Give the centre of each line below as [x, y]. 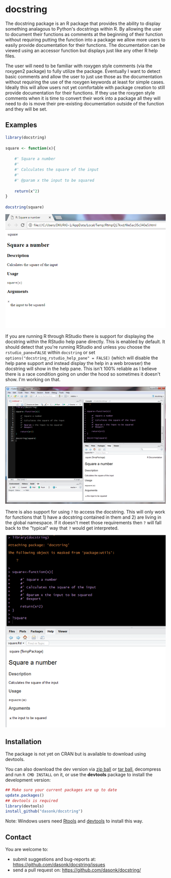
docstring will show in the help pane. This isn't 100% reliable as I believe [81, 369]
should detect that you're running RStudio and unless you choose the [78, 347]
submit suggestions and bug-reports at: [54, 859]
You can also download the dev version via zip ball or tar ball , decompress [83, 769]
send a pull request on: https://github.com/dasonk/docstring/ [77, 870]
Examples [21, 125]
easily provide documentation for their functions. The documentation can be [85, 45]
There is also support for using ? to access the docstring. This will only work [85, 512]
